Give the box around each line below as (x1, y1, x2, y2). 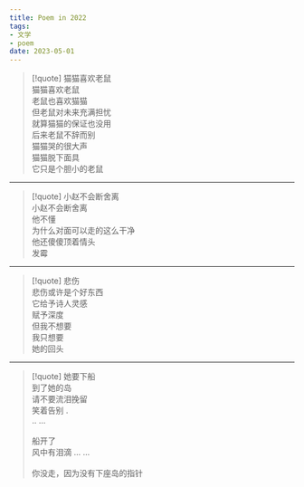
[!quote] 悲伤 (31, 275, 80, 286)
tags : (9, 22, 30, 31)
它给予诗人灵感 (31, 298, 88, 309)
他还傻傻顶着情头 (31, 236, 96, 247)
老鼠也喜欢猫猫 (31, 96, 88, 107)
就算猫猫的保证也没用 (31, 119, 111, 129)
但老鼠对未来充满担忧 (31, 107, 111, 118)
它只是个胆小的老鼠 (31, 164, 104, 175)
